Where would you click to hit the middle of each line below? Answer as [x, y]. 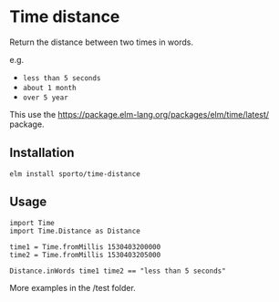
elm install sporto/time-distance [75, 174]
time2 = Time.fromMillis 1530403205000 [85, 255]
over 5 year [45, 98]
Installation [42, 153]
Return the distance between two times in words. [102, 42]
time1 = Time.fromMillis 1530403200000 [85, 247]
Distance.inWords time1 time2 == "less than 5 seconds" [118, 271]
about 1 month [49, 88]
